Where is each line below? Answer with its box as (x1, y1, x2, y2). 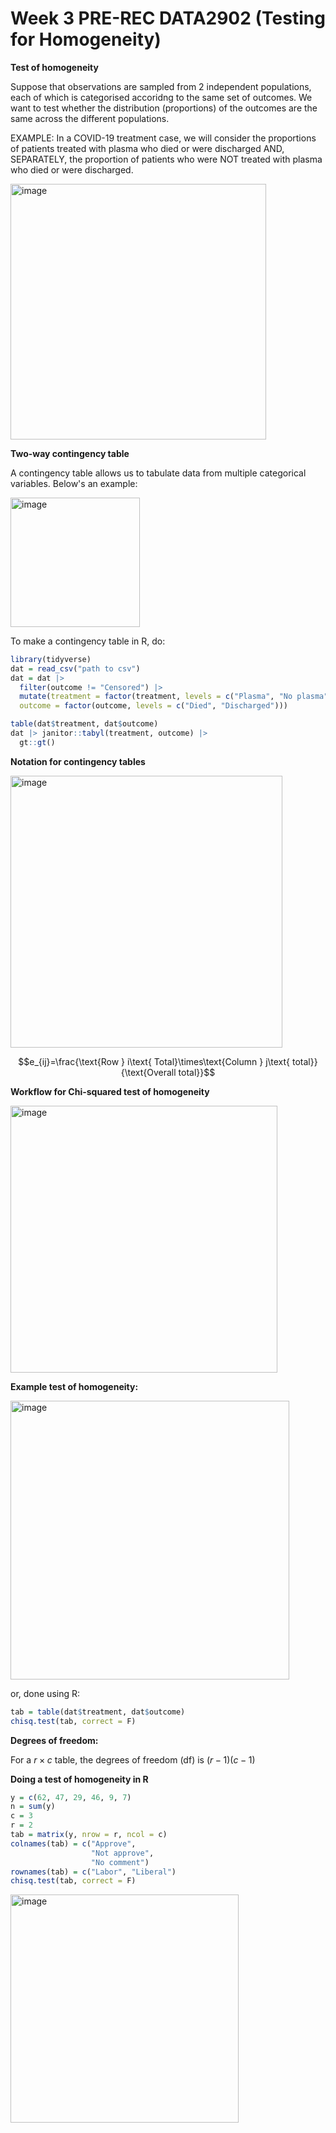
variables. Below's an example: (10, 477, 138, 489)
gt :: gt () (19, 737, 56, 747)
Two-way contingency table (10, 447, 130, 459)
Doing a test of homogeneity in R (10, 1773, 149, 1785)
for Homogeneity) (10, 28, 162, 51)
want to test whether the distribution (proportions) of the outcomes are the (10, 102, 318, 114)
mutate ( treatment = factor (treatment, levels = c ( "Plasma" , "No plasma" (19, 692, 329, 702)
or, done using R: (10, 1687, 80, 1699)
